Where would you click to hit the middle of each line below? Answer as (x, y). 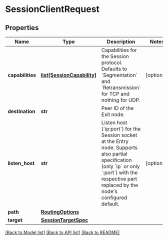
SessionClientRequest (52, 9)
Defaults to (114, 69)
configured (114, 197)
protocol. (112, 62)
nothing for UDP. (121, 100)
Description (121, 42)
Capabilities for (119, 50)
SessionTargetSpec (64, 220)
